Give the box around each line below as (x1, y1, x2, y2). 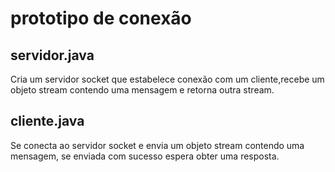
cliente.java (10, 113, 85, 130)
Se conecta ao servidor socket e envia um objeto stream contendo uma (10, 139, 305, 151)
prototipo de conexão (10, 7, 192, 30)
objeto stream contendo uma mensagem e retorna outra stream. (10, 84, 275, 96)
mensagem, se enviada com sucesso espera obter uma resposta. (10, 150, 280, 162)
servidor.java (10, 47, 95, 64)
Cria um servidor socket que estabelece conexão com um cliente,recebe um (10, 73, 325, 85)
